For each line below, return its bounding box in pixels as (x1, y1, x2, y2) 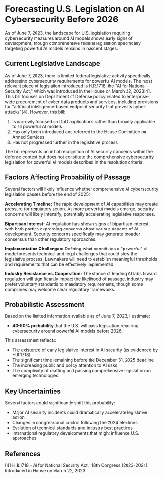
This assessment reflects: (5, 337, 57, 343)
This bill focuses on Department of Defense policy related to (5, 93, 126, 99)
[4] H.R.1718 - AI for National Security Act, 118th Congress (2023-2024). (5, 462, 149, 468)
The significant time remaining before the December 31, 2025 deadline (12, 357, 154, 363)
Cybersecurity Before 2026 (5, 14, 119, 25)
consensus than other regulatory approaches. (5, 236, 97, 242)
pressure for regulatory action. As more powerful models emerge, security (5, 206, 154, 212)
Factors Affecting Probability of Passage (5, 173, 131, 182)
